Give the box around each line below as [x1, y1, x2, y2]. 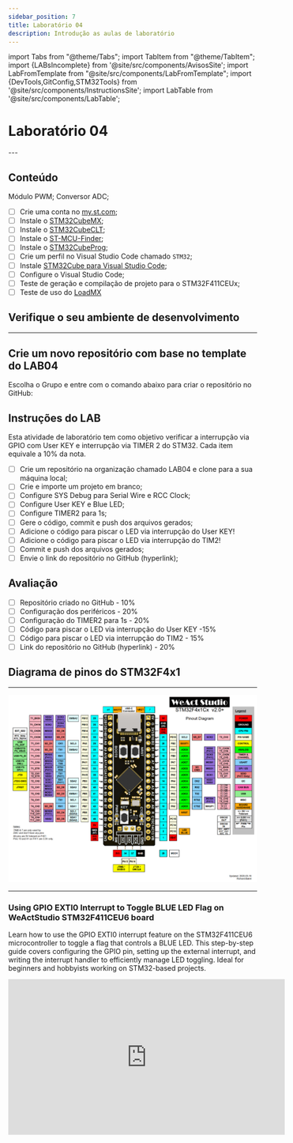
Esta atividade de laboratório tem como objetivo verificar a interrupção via [8, 432, 250, 442]
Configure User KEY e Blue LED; [19, 500, 125, 509]
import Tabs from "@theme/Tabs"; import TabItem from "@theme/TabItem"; [8, 52, 255, 62]
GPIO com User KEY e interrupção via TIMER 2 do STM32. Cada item [8, 441, 233, 451]
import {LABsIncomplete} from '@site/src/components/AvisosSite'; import [8, 60, 249, 70]
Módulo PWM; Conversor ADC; [8, 192, 110, 202]
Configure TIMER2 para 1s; [19, 508, 107, 518]
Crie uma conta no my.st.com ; [19, 207, 118, 217]
